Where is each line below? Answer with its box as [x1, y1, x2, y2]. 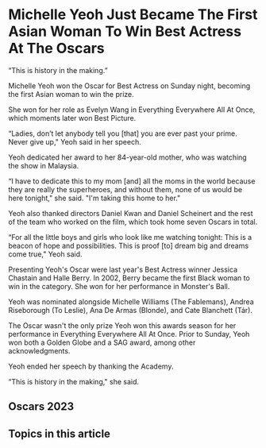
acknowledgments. [8, 346, 71, 355]
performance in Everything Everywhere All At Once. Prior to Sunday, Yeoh [8, 329, 250, 338]
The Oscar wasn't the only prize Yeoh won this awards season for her [8, 320, 237, 330]
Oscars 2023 [8, 400, 75, 414]
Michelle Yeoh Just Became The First [8, 6, 258, 24]
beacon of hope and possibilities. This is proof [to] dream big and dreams [8, 241, 249, 250]
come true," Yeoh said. [8, 249, 83, 259]
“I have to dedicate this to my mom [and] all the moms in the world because [8, 176, 256, 186]
